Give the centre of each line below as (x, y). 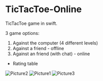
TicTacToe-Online (44, 9)
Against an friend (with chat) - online (51, 54)
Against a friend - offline (38, 48)
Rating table (25, 63)
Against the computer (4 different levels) (55, 43)
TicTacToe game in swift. (31, 23)
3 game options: (22, 33)
